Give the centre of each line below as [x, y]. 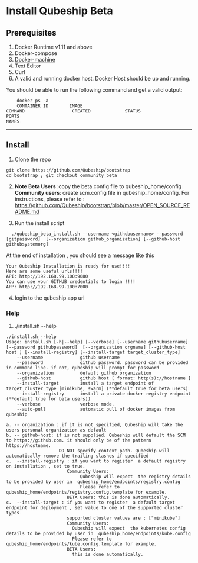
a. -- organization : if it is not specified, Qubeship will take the [95, 425]
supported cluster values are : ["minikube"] [124, 518]
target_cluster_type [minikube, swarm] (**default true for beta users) [97, 389]
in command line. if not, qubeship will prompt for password [83, 368]
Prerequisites [31, 33]
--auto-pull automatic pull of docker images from [96, 410]
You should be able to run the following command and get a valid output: [94, 90]
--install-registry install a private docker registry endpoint [104, 394]
